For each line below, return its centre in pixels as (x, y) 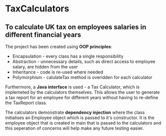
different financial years (43, 34)
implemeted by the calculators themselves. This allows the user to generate (83, 92)
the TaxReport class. (26, 103)
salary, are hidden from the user (45, 67)
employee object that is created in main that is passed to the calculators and (83, 123)
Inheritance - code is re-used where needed (58, 72)
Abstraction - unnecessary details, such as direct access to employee (84, 62)
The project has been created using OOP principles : (59, 47)
